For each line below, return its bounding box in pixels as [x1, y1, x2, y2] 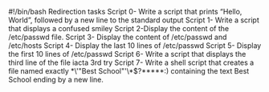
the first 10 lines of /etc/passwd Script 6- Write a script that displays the [8, 50, 247, 58]
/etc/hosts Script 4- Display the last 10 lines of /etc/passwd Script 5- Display [8, 41, 262, 50]
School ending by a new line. [8, 75, 104, 84]
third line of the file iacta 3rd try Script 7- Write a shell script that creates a [8, 58, 255, 67]
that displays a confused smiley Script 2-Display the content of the [8, 24, 230, 33]
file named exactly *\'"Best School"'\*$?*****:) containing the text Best [8, 66, 250, 75]
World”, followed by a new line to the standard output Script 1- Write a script [8, 15, 259, 25]
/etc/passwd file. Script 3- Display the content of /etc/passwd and [8, 32, 227, 42]
